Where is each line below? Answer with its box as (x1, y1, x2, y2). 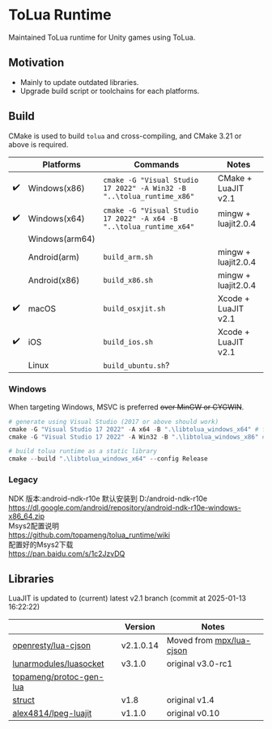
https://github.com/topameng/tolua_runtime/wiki (8, 530, 171, 540)
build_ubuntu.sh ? (103, 359, 170, 371)
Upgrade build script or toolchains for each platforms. (19, 86, 200, 95)
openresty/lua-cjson (12, 640, 91, 651)
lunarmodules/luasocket (12, 658, 104, 669)
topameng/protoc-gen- (12, 672, 104, 683)
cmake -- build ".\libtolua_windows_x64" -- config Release (8, 455, 208, 463)
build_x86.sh (103, 275, 154, 285)
